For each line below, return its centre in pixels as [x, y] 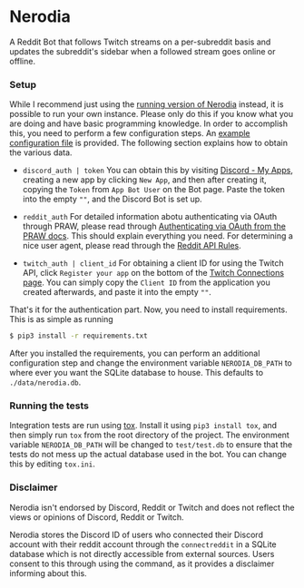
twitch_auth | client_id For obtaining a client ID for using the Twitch [153, 263]
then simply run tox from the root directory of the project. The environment [150, 435]
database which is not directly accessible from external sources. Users [142, 554]
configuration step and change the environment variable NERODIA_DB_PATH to [151, 363]
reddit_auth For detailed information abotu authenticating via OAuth [150, 217]
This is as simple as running [61, 319]
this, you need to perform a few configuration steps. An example [130, 133]
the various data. [41, 152]
